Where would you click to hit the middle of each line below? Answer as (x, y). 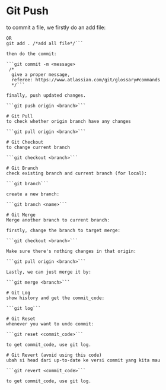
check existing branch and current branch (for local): (76, 173)
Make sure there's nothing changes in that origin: (71, 251)
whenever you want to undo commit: (50, 324)
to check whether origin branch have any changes (69, 121)
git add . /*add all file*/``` (45, 43)
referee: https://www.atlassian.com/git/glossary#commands (86, 80)
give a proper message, (41, 74)
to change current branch (38, 147)
